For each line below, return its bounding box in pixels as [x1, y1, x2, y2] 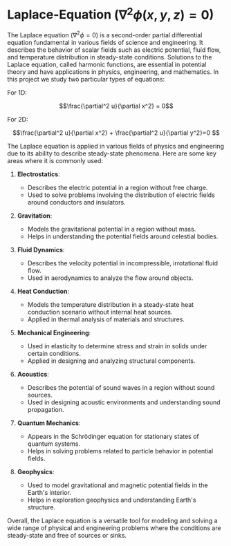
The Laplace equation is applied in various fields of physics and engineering [7, 142, 225, 150]
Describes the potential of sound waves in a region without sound [27, 383, 215, 391]
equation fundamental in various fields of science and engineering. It [7, 38, 203, 46]
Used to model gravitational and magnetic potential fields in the [27, 481, 209, 489]
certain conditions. [27, 349, 82, 357]
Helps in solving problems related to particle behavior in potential [27, 446, 214, 455]
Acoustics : [17, 370, 50, 378]
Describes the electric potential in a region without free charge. [27, 183, 208, 191]
